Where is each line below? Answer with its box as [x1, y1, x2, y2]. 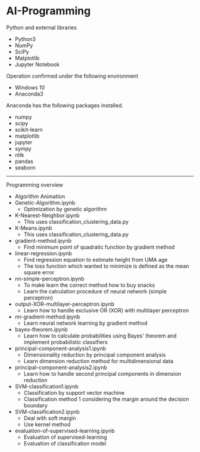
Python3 [14, 35, 36, 42]
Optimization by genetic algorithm [23, 205, 107, 212]
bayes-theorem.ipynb [14, 326, 68, 333]
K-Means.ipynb [14, 224, 52, 231]
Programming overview [6, 181, 64, 188]
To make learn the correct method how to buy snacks [23, 281, 155, 289]
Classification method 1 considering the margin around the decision [23, 395, 189, 403]
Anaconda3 [14, 90, 43, 97]
